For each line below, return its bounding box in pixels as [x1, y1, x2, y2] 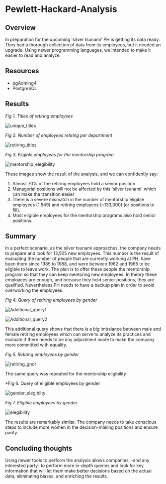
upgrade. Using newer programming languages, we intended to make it [5, 47, 151, 53]
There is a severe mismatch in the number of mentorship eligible [12, 196, 145, 202]
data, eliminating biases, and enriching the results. [5, 473, 108, 479]
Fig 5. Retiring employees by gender [5, 352, 79, 358]
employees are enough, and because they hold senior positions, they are [5, 277, 155, 283]
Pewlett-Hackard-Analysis [5, 3, 118, 15]
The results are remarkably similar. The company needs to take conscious [5, 419, 157, 425]
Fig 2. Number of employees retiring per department [5, 132, 113, 138]
